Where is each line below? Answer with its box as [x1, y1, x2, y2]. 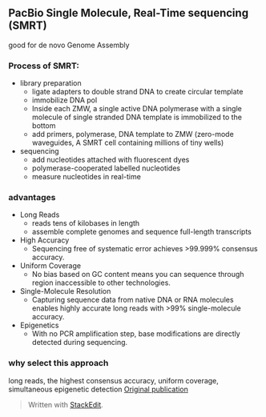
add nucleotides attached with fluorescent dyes [31, 155, 190, 165]
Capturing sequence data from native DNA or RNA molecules [31, 295, 234, 305]
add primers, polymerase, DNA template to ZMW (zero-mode [31, 130, 234, 139]
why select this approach [8, 358, 109, 369]
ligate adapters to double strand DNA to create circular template [31, 87, 244, 97]
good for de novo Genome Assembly [8, 40, 130, 50]
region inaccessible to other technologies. [31, 278, 171, 287]
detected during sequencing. [31, 338, 128, 347]
